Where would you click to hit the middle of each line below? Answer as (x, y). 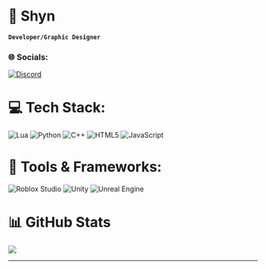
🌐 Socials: (28, 57)
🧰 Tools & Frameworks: (85, 167)
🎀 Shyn (32, 16)
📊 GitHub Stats (60, 223)
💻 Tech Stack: (57, 108)
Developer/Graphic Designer (55, 37)
